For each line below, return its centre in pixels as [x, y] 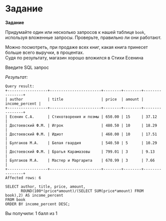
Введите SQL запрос [27, 67]
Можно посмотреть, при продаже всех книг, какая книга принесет [77, 47]
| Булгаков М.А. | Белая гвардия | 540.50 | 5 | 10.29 [81, 143]
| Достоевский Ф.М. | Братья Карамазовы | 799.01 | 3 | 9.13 [80, 152]
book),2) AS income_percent [34, 195]
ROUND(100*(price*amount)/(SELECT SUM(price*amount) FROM [82, 191]
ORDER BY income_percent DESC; [38, 204]
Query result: [20, 86]
